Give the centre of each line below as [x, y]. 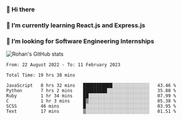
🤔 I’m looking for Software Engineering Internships [80, 41]
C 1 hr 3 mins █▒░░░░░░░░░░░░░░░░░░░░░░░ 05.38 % [91, 101]
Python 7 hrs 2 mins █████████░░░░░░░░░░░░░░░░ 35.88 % [91, 91]
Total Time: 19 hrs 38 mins [41, 75]
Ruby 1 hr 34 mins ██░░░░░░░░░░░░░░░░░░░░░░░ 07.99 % [91, 96]
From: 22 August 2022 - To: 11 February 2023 [63, 65]
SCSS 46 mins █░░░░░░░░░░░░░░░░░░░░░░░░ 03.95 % [91, 106]
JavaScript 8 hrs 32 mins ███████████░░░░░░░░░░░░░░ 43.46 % [91, 86]
